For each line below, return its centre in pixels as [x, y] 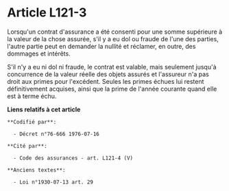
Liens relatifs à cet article [44, 109]
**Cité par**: [27, 146]
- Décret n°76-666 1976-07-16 [56, 134]
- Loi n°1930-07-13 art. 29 [53, 182]
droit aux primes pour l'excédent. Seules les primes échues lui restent [106, 81]
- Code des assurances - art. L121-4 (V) [73, 158]
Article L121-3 [47, 13]
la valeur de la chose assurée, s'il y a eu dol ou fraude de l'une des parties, [113, 38]
